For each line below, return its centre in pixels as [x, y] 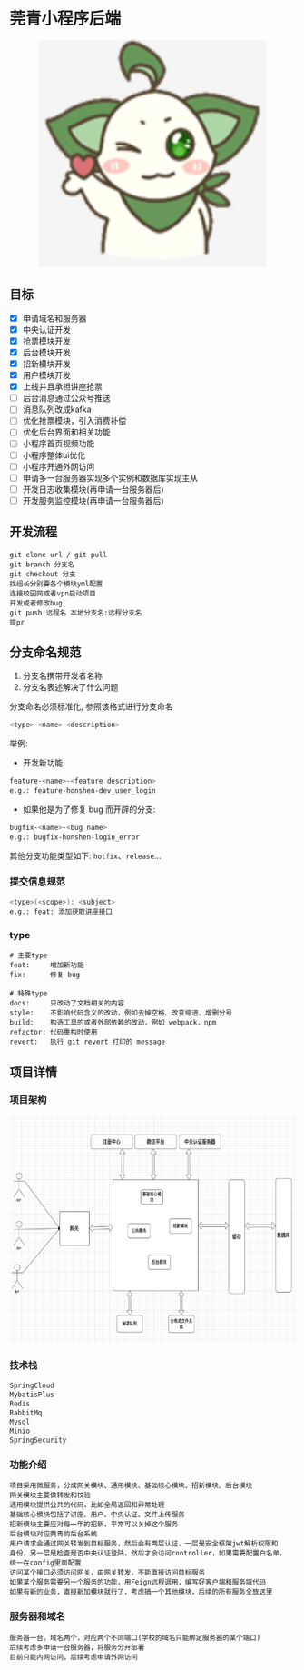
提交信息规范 [38, 881]
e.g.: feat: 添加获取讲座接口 [61, 911]
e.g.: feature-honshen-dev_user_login [83, 791]
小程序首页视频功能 [59, 444]
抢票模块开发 [46, 341]
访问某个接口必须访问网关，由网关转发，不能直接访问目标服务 [108, 1573]
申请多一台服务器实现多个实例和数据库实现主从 [110, 477]
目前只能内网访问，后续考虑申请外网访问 [74, 1657]
